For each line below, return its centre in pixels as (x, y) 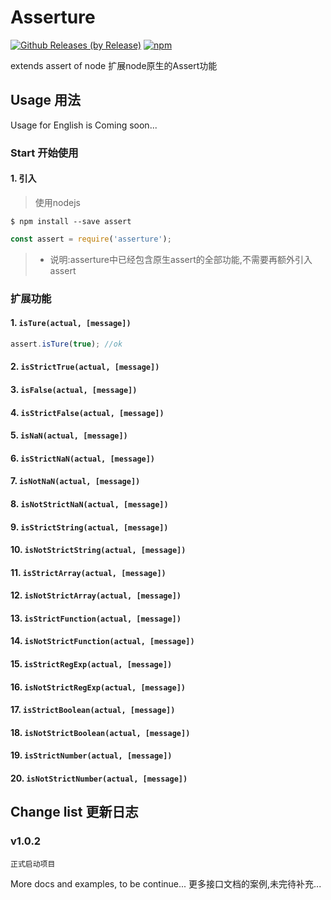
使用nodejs (57, 202)
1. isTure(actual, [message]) (71, 323)
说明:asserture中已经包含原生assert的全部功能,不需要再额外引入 (181, 259)
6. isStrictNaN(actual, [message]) (83, 458)
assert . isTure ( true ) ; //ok (66, 344)
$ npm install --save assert (71, 221)
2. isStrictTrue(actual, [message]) (85, 367)
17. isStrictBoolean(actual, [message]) (93, 710)
